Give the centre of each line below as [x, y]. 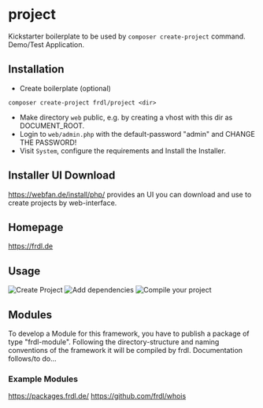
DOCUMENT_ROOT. [52, 125]
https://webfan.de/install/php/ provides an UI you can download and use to [130, 194]
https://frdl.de [31, 246]
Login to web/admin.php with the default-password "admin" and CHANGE [137, 134]
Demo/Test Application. [46, 44]
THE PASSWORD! [48, 142]
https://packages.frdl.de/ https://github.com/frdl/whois [97, 396]
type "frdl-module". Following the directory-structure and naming [114, 342]
